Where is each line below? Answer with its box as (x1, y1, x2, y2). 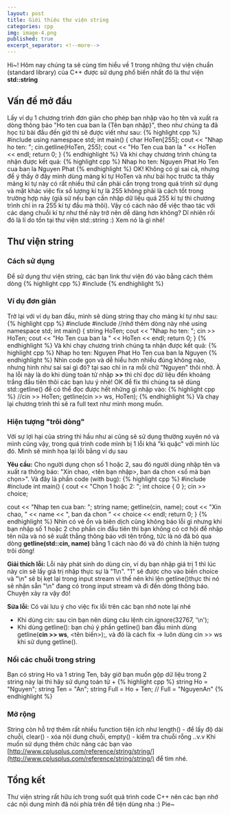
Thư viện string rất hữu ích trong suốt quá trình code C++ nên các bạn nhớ (7, 792, 218, 801)
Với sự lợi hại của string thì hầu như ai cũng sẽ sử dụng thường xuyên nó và (7, 432, 220, 440)
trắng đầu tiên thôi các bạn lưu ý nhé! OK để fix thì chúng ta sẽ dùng (7, 377, 200, 386)
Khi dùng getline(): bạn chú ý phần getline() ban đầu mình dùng (16, 623, 197, 632)
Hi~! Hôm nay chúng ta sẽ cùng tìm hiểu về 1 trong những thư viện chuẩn (7, 61, 214, 69)
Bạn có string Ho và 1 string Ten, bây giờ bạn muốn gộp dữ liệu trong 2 (7, 671, 207, 679)
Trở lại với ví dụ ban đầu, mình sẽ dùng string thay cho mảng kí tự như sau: (7, 312, 218, 320)
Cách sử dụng (7, 256, 55, 266)
